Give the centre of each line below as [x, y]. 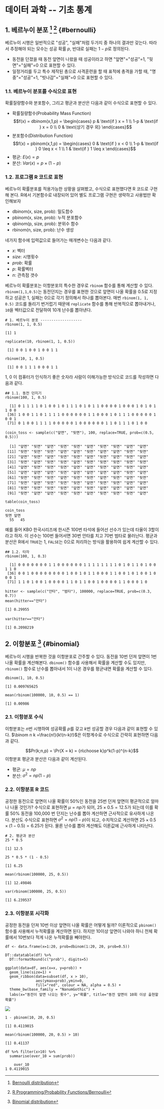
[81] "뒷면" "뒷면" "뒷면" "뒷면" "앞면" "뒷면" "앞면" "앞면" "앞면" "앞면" [78, 488]
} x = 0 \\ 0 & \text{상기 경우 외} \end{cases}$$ [86, 127]
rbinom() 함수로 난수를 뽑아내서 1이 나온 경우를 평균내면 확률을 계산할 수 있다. [79, 669]
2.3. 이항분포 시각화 [27, 913]
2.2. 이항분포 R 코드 [27, 789]
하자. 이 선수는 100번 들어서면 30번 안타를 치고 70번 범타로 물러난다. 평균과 [86, 535]
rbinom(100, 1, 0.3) [26, 556]
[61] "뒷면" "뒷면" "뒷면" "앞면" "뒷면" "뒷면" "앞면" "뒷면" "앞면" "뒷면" [78, 478]
